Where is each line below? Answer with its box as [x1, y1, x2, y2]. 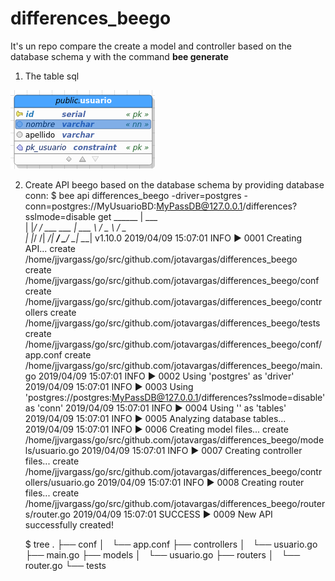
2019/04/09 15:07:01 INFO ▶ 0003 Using [24, 380, 194, 392]
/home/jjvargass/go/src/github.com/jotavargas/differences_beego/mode [24, 433, 325, 446]
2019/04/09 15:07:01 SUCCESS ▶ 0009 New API [72, 508, 273, 520]
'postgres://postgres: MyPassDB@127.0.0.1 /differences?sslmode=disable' [24, 391, 326, 403]
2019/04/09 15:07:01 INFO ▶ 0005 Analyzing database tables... [24, 412, 287, 424]
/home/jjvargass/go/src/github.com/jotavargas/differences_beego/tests [24, 317, 321, 329]
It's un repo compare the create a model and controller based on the [10, 40, 292, 52]
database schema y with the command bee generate [10, 50, 229, 62]
